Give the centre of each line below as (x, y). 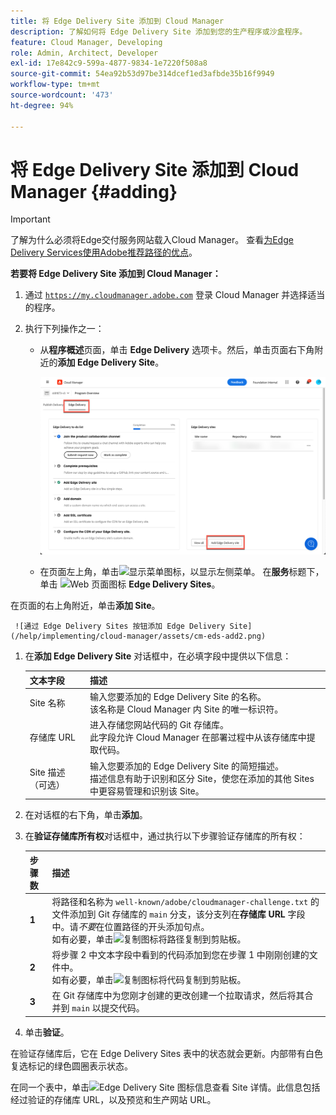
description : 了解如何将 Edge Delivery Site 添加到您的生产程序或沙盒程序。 (159, 31)
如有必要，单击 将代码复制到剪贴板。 (149, 980)
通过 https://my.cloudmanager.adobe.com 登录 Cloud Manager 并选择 (166, 295)
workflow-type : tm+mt (55, 85)
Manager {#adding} (94, 191)
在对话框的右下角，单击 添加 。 (86, 815)
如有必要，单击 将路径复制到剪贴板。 (149, 939)
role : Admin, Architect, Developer (84, 53)
